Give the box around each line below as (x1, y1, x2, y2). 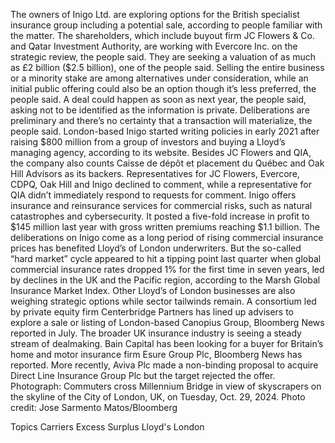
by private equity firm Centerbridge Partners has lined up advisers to (10, 306, 295, 318)
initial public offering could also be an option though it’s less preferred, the (10, 83, 317, 94)
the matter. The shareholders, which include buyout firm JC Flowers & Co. (10, 30, 315, 41)
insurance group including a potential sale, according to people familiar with (10, 19, 323, 31)
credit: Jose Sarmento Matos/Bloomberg (10, 402, 178, 413)
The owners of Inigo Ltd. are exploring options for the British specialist (10, 9, 300, 20)
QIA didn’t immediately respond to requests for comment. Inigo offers (10, 189, 297, 201)
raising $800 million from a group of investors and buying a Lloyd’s (10, 136, 286, 148)
